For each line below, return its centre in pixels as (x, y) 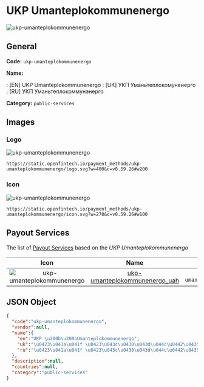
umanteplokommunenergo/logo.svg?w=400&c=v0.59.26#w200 (77, 169)
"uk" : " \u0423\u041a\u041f (50, 344)
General (22, 47)
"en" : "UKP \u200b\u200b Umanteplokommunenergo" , (78, 338)
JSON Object (31, 302)
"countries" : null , (35, 367)
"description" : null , (38, 361)
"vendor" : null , (31, 327)
